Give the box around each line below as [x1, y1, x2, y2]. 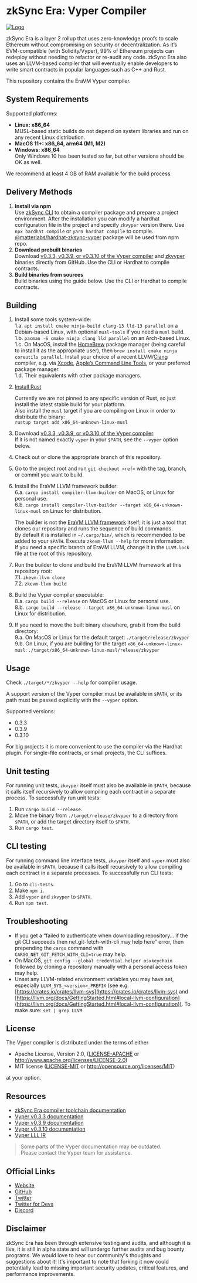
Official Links [6, 1166, 56, 1176]
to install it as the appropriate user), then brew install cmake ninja [14, 347, 178, 354]
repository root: [14, 567, 53, 575]
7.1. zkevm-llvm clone [14, 574, 66, 581]
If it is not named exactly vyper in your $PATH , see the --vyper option [14, 436, 179, 443]
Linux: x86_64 [14, 121, 50, 128]
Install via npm [14, 202, 52, 209]
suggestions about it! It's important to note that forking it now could [6, 1258, 169, 1265]
